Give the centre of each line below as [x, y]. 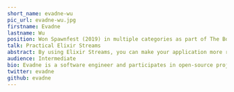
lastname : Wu [26, 33]
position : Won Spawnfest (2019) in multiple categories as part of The [113, 39]
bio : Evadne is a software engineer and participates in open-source [110, 65]
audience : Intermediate [42, 59]
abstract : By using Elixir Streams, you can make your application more [115, 53]
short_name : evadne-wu [40, 13]
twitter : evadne [31, 71]
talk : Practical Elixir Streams [54, 46]
